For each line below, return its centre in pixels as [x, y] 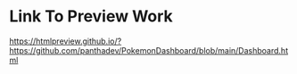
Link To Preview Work [91, 16]
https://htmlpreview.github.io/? [66, 41]
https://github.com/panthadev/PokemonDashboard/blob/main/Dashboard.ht [148, 50]
